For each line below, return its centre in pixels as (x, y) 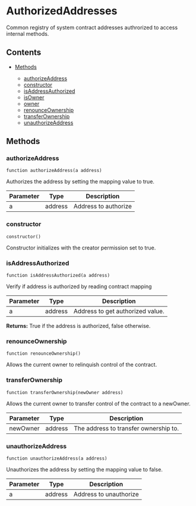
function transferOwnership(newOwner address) (65, 392)
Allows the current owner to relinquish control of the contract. (82, 365)
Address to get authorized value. (119, 311)
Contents (24, 53)
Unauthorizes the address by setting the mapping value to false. (85, 469)
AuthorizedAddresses (62, 11)
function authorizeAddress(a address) (54, 171)
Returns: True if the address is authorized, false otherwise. (78, 326)
